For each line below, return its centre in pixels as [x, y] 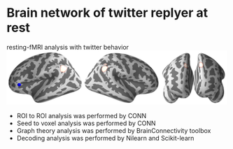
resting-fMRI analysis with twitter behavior [68, 47]
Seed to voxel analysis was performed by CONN [86, 123]
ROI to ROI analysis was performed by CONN [82, 116]
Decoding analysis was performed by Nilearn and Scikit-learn [105, 139]
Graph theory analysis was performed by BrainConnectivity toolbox [114, 131]
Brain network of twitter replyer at [107, 13]
